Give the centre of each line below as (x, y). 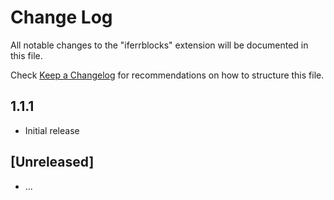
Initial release (52, 130)
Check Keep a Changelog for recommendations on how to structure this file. (167, 75)
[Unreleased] (52, 162)
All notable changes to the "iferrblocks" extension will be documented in (159, 45)
